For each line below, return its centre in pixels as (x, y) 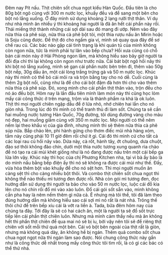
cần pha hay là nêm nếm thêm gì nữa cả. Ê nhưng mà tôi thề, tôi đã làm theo (83, 195)
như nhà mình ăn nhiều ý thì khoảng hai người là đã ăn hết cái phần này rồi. (82, 24)
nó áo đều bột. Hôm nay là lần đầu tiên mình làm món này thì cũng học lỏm (82, 93)
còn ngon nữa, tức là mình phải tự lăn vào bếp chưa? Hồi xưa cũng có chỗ (81, 51)
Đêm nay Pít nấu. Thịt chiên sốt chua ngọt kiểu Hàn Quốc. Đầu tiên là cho (81, 8)
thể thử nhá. (18, 248)
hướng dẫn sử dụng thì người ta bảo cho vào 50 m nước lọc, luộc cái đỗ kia (82, 184)
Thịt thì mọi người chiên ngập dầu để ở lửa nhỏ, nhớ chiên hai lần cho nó (80, 104)
